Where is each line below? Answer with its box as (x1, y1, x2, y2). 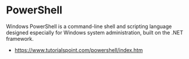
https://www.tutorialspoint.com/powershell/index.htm (14, 46, 143, 53)
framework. (6, 35, 34, 42)
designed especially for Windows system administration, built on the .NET (6, 29, 184, 36)
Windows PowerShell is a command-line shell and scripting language (6, 23, 172, 30)
